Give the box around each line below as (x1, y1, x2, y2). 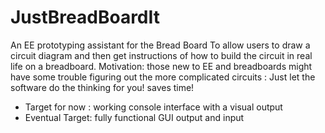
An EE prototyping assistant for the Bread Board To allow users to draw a (10, 39, 311, 51)
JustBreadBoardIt (10, 6, 161, 29)
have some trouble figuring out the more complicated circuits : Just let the (10, 71, 316, 83)
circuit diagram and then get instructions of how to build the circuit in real (10, 49, 313, 61)
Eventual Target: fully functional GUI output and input (24, 111, 245, 123)
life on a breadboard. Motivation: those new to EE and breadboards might (10, 60, 313, 72)
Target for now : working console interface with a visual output (24, 101, 283, 113)
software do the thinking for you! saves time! (10, 81, 195, 93)
